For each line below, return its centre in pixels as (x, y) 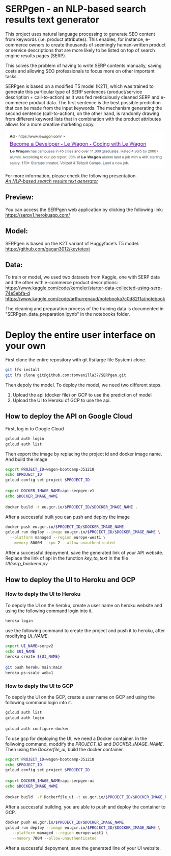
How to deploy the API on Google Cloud (69, 416)
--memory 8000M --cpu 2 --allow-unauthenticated (62, 543)
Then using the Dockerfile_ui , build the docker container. (65, 749)
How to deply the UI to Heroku (43, 594)
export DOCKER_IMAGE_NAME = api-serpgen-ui (50, 781)
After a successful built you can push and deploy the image (68, 517)
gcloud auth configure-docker (37, 729)
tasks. (12, 76)
